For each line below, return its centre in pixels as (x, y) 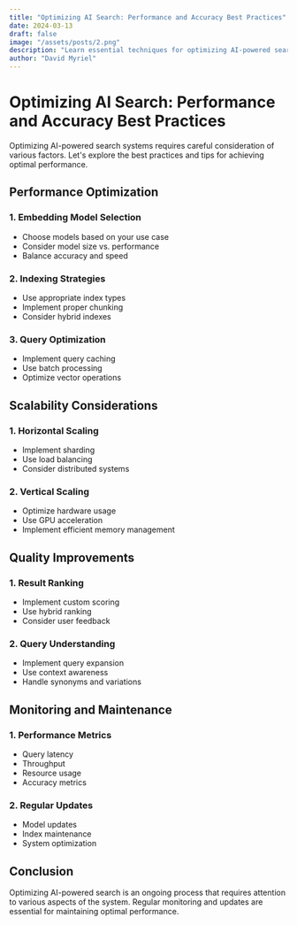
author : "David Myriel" (53, 58)
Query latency (47, 754)
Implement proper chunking (72, 307)
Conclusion (42, 871)
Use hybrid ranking (57, 611)
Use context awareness (65, 673)
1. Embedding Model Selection (75, 218)
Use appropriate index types (74, 297)
